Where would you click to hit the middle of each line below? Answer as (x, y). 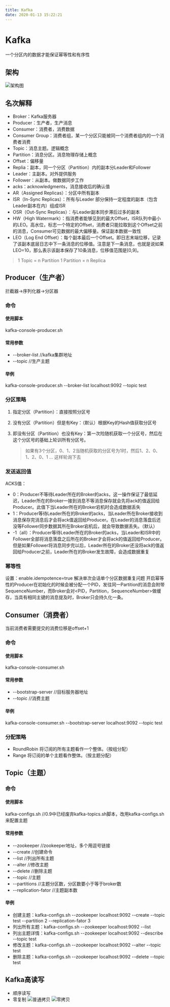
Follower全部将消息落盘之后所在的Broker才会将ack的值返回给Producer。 (89, 539)
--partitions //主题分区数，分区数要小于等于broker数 (67, 884)
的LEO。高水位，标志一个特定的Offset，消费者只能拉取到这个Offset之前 (88, 225)
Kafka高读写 (25, 980)
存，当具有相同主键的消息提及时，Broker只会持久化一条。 (65, 598)
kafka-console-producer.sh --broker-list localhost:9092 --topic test (76, 385)
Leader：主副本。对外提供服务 (44, 174)
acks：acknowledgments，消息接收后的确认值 (61, 187)
